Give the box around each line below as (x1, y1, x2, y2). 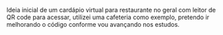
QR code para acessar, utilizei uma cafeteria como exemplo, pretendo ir (6, 13, 210, 21)
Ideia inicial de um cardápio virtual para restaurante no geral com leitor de (6, 6, 216, 14)
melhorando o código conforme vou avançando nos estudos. (6, 21, 180, 28)
